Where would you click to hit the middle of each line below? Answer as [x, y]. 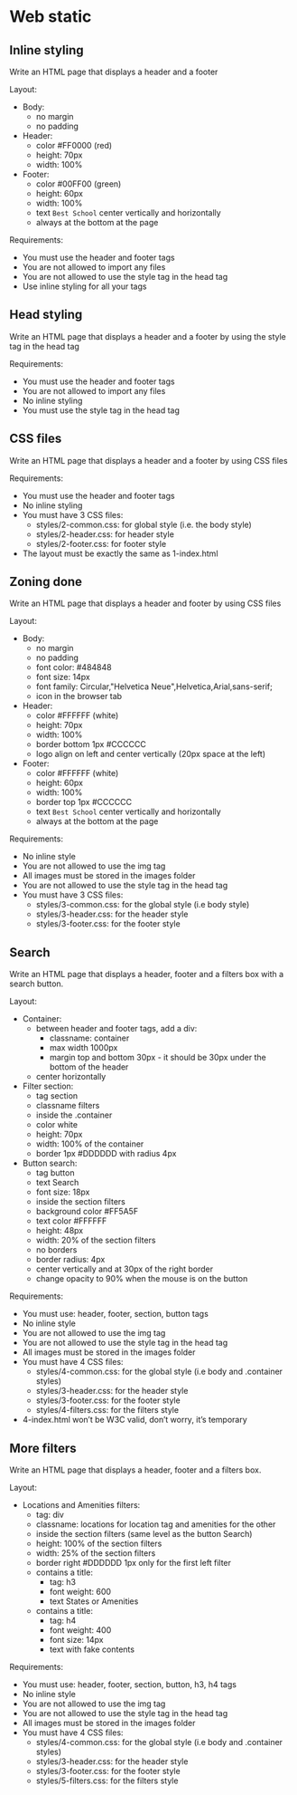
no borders [56, 1250]
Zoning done [46, 582]
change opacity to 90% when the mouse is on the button [142, 1279]
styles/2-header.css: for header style [105, 534]
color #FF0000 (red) [74, 145]
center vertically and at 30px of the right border [125, 1269]
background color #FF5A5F [87, 1212]
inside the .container [74, 1115]
